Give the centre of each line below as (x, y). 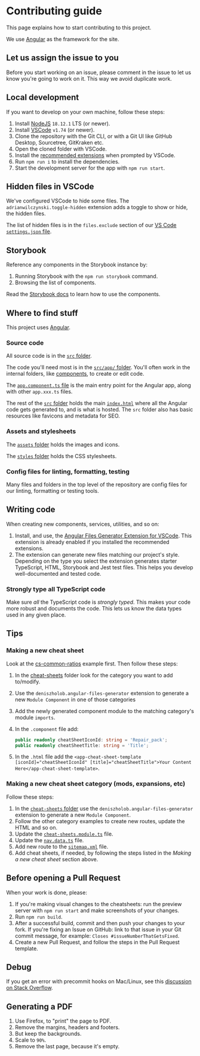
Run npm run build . (39, 917)
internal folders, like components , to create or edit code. (75, 374)
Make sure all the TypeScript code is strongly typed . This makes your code (99, 602)
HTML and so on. (36, 827)
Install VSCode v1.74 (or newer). (55, 130)
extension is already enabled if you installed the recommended (92, 542)
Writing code (31, 510)
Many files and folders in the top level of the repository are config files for (97, 484)
